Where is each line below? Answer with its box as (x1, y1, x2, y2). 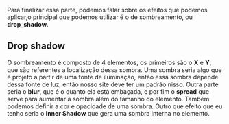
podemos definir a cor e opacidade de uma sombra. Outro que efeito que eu (7, 102, 223, 110)
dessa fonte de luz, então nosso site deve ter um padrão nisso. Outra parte (7, 80, 219, 88)
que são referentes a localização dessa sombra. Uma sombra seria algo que (7, 65, 222, 74)
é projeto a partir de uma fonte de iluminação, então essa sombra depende (7, 73, 219, 81)
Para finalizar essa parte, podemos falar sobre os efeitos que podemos (7, 6, 208, 14)
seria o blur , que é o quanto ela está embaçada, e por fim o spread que (7, 87, 210, 95)
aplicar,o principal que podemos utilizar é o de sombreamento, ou (7, 13, 193, 21)
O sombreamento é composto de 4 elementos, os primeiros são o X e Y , (7, 58, 212, 66)
